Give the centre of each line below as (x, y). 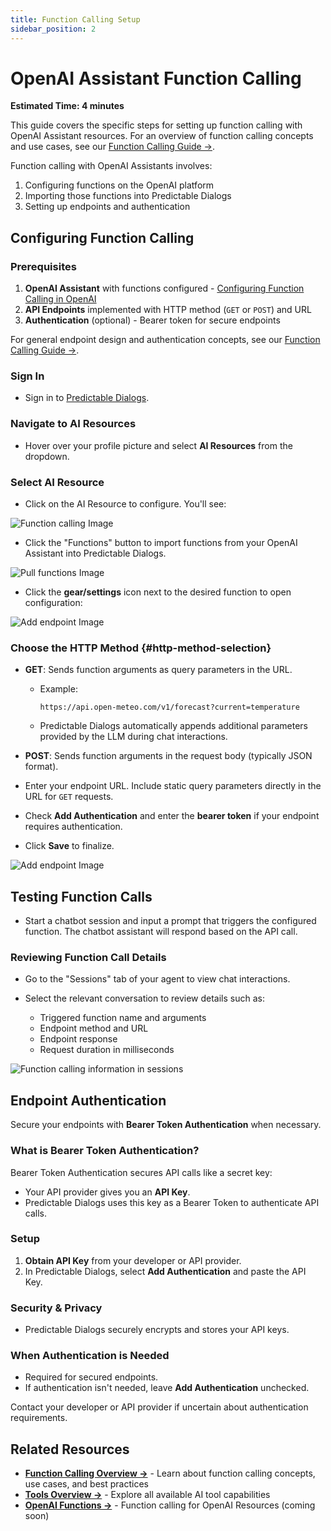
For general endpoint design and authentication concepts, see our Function (165, 340)
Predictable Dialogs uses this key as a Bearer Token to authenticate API (172, 1202)
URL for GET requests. (69, 797)
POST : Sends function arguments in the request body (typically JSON (168, 756)
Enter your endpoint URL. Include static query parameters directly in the (173, 786)
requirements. (39, 1418)
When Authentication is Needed (90, 1356)
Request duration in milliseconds (107, 1050)
